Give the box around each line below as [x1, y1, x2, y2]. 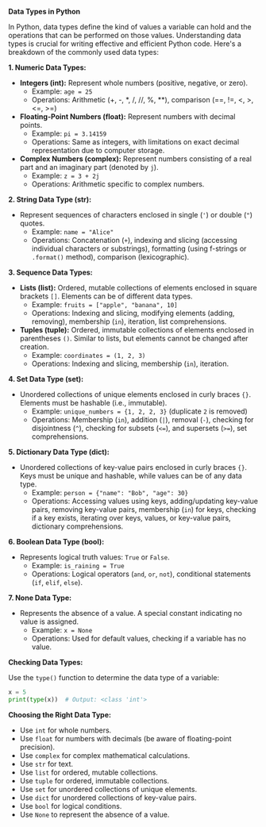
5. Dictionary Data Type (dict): [8, 448, 110, 456]
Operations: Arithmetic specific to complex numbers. [31, 179, 205, 189]
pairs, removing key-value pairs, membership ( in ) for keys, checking [31, 505, 256, 514]
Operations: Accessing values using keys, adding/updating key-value [31, 496, 258, 506]
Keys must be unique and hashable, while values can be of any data [19, 471, 242, 480]
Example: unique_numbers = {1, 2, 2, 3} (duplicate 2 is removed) [31, 406, 248, 416]
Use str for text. [19, 759, 74, 768]
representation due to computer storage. [31, 146, 165, 155]
